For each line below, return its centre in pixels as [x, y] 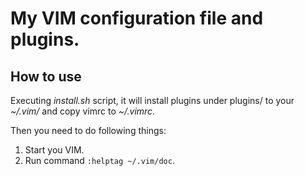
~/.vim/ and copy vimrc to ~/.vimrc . [83, 111]
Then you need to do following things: [88, 130]
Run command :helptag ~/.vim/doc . [99, 160]
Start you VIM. [54, 150]
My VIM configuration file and [137, 18]
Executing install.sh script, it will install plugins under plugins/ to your [152, 100]
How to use [46, 76]
